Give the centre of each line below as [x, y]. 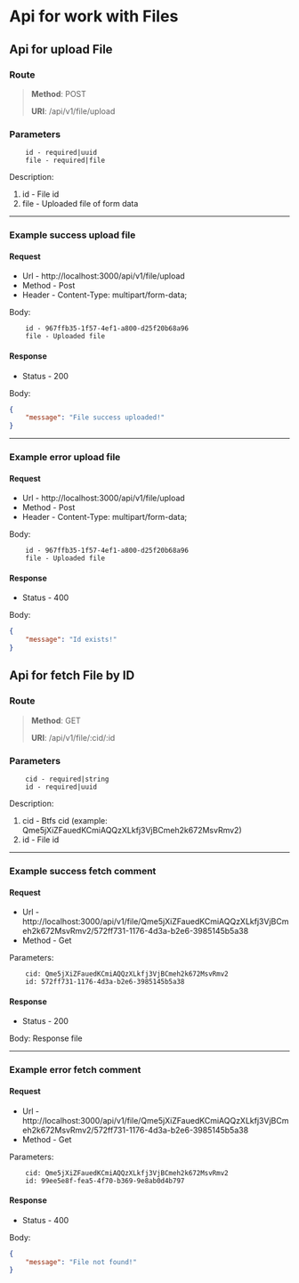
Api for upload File [61, 49]
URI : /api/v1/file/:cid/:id [73, 737]
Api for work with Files [94, 16]
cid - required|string [67, 780]
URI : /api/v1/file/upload [73, 111]
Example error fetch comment [75, 1070]
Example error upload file [65, 458]
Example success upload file [73, 235]
